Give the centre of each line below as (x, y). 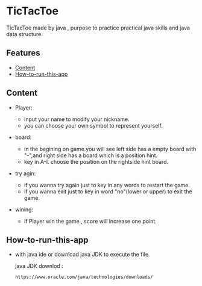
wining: (24, 210)
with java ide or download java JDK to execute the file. (82, 255)
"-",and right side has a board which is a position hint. (91, 155)
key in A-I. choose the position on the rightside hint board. (96, 161)
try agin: (25, 173)
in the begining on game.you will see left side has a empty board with (110, 149)
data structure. (25, 34)
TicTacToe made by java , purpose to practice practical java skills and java (98, 28)
